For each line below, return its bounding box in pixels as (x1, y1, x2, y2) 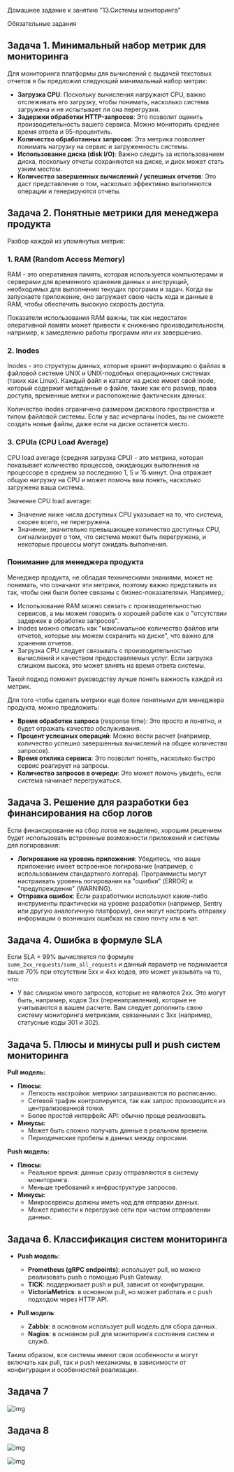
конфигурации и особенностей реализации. (7, 1366, 138, 1374)
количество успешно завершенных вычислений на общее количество (17, 738, 228, 748)
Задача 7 (7, 1386, 49, 1398)
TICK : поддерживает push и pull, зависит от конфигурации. (27, 1280, 205, 1289)
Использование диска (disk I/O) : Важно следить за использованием (17, 150, 225, 158)
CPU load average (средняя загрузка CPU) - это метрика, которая (7, 453, 204, 461)
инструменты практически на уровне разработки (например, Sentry (17, 899, 223, 907)
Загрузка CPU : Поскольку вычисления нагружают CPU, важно (17, 90, 206, 99)
